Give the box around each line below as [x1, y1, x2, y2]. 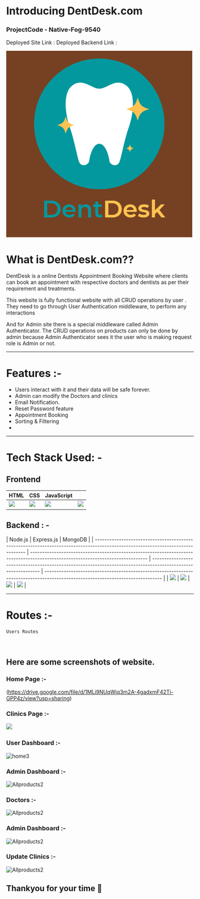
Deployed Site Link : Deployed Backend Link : [6, 39, 117, 46]
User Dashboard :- [6, 739, 61, 747]
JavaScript [45, 492, 73, 499]
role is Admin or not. [6, 340, 56, 347]
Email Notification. [14, 398, 60, 406]
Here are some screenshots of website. [6, 657, 155, 667]
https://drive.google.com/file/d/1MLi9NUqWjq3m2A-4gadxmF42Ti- [8, 688, 174, 696]
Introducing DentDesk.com [6, 4, 143, 18]
